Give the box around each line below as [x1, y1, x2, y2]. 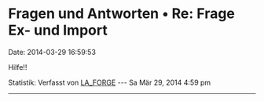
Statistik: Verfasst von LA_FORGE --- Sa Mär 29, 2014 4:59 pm [8, 78, 211, 87]
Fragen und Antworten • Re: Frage [8, 5, 236, 23]
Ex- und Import [8, 21, 108, 39]
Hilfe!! [8, 62, 27, 71]
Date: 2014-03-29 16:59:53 [8, 47, 97, 56]
